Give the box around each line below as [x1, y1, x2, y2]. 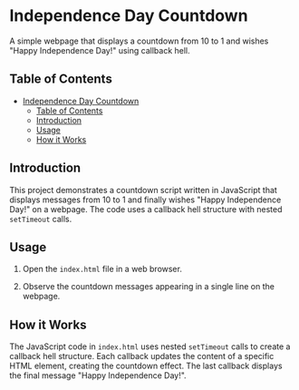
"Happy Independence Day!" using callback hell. [9, 44, 190, 55]
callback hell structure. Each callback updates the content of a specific [9, 351, 275, 362]
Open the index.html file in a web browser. [22, 264, 183, 275]
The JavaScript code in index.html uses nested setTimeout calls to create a [9, 341, 291, 352]
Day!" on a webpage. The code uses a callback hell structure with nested [9, 203, 283, 214]
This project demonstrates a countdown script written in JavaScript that [9, 184, 278, 195]
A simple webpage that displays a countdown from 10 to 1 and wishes [9, 35, 269, 46]
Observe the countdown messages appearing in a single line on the [22, 281, 275, 292]
